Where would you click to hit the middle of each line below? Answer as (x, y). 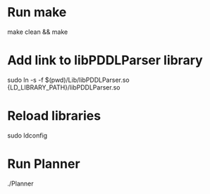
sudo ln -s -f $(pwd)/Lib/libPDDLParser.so (69, 80)
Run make (37, 12)
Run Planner (44, 164)
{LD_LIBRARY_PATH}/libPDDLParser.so (64, 87)
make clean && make (38, 32)
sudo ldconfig (27, 135)
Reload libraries (54, 116)
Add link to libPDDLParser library (105, 60)
